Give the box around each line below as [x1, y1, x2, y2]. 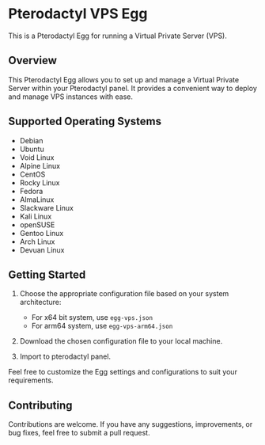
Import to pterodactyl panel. [19, 352, 112, 361]
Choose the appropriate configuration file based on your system [19, 289, 229, 299]
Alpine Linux [19, 161, 61, 170]
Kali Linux [19, 211, 52, 221]
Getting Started [8, 268, 86, 281]
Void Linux [19, 152, 55, 162]
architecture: [19, 298, 62, 307]
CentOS [19, 169, 46, 179]
